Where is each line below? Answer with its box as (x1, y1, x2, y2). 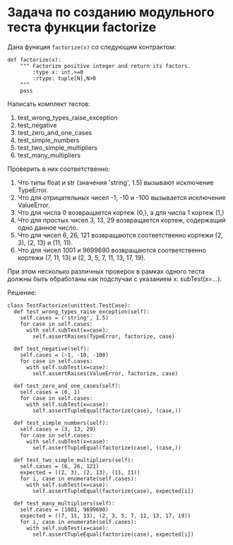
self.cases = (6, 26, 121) (20, 462, 100, 470)
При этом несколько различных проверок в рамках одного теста (7, 266, 205, 276)
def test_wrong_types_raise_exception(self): (13, 308, 150, 315)
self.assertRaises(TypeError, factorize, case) (32, 333, 175, 340)
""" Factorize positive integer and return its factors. (20, 62, 191, 69)
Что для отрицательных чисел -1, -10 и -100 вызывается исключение (17, 193, 226, 201)
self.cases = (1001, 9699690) (20, 506, 109, 513)
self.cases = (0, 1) (20, 388, 80, 396)
